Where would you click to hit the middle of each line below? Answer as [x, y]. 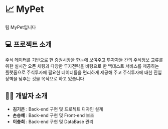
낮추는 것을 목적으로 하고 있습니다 [51, 78]
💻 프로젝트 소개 [28, 44]
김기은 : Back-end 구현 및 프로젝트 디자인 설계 [58, 109]
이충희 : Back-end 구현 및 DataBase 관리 [53, 121]
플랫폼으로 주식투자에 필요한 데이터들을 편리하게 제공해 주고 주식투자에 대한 [79, 72]
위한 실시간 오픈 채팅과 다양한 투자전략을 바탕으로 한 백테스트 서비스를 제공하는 [82, 66]
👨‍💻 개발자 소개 [26, 96]
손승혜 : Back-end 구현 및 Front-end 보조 [53, 115]
